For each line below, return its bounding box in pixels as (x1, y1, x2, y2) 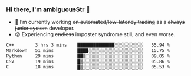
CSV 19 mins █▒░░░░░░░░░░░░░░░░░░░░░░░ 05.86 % (6, 58, 170, 64)
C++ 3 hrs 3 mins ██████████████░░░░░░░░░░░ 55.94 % (6, 42, 170, 49)
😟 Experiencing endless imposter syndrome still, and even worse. (14, 31, 176, 38)
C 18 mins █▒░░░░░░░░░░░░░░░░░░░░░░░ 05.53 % (6, 64, 170, 70)
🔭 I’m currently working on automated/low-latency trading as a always (14, 19, 185, 26)
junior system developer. (14, 25, 75, 32)
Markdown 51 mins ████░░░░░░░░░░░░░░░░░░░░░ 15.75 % (6, 48, 170, 54)
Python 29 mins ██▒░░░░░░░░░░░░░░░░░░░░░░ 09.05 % (6, 53, 170, 59)
